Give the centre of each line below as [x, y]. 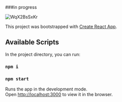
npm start [17, 79]
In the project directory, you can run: [43, 54]
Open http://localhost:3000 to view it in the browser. [59, 94]
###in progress [21, 7]
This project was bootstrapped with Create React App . [61, 26]
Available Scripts [32, 42]
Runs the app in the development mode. [46, 89]
